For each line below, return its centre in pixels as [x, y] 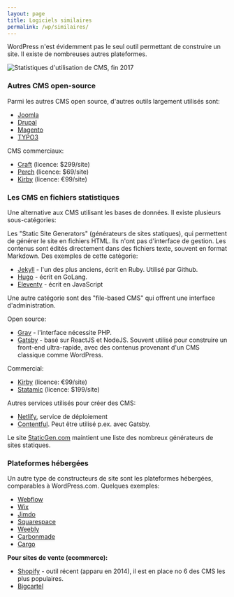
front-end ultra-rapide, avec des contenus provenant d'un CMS [109, 347]
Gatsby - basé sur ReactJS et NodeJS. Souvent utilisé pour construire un [122, 340]
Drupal [27, 122]
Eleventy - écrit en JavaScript [60, 284]
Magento [30, 130]
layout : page [26, 14]
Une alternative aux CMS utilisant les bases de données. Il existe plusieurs [114, 212]
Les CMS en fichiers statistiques [64, 197]
